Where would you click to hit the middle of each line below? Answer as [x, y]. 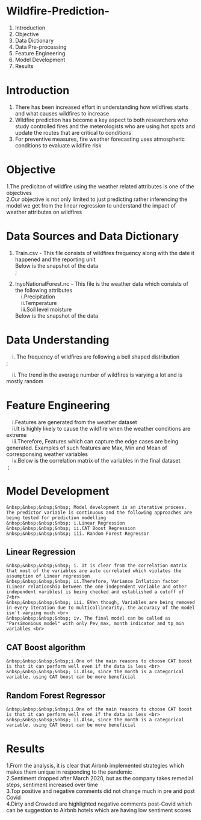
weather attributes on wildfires [44, 212]
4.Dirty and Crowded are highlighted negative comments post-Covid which [99, 804]
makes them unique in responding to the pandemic [69, 772]
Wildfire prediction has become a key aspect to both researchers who [101, 120]
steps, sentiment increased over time [52, 785]
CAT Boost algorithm [46, 647]
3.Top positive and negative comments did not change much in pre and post [100, 791]
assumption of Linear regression [48, 576]
